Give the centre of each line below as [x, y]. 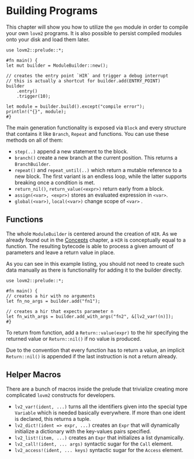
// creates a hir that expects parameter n [60, 311]
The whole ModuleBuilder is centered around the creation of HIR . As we [91, 234]
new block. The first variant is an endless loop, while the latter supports [101, 176]
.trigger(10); [34, 96]
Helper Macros [34, 375]
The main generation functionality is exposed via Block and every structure [96, 128]
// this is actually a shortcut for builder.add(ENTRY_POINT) [83, 81]
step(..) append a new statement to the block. [71, 151]
